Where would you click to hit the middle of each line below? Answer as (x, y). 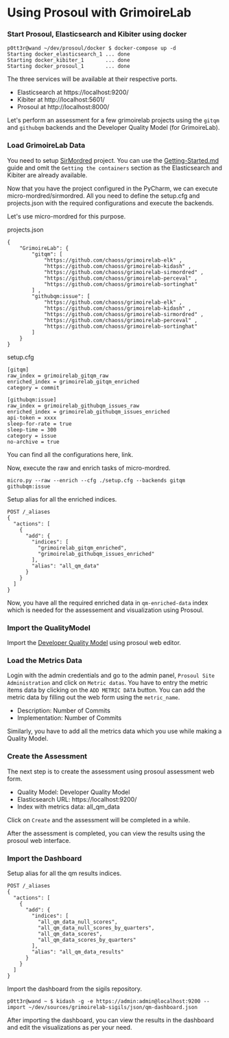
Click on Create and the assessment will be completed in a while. (99, 820)
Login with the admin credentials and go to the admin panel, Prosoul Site (111, 675)
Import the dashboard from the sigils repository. (75, 989)
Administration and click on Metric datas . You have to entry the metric (108, 683)
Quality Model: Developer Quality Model (73, 792)
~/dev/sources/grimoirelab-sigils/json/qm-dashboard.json (113, 1007)
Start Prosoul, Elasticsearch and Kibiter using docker (97, 34)
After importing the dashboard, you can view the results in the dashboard (111, 1020)
